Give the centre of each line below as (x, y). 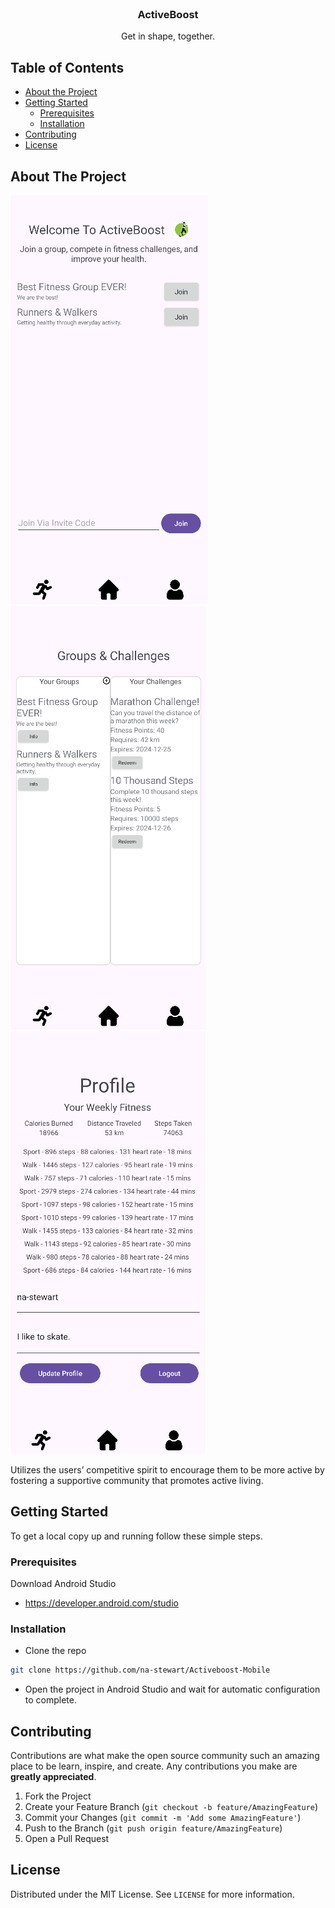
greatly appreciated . (53, 1777)
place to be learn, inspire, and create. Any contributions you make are (154, 1766)
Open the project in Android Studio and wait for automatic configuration (172, 1689)
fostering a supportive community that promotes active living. (137, 1480)
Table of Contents (67, 67)
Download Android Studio (63, 1584)
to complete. (50, 1700)
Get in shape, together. (168, 36)
